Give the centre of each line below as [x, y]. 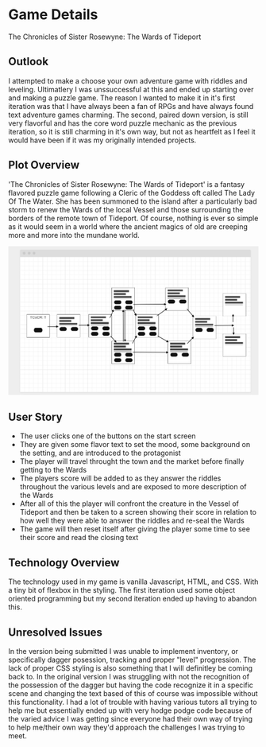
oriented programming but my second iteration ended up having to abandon [133, 599]
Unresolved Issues [56, 632]
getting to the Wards [53, 470]
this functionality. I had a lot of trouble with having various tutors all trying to [133, 702]
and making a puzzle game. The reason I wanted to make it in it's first [122, 98]
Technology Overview [64, 562]
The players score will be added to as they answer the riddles [120, 478]
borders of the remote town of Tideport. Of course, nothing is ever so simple [133, 218]
